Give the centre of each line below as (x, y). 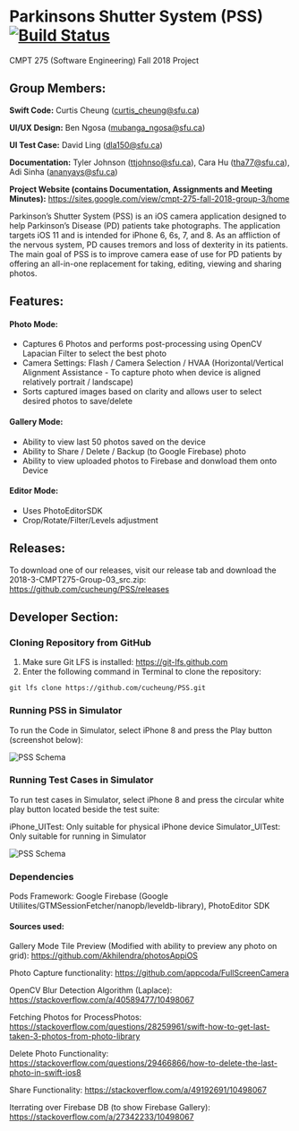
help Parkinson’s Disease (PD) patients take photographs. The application (145, 225)
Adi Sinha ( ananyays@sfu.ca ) (64, 171)
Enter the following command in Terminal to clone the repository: (141, 672)
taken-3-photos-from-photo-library (75, 1036)
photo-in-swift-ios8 (46, 1073)
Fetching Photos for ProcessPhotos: (76, 1017)
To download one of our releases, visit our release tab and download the (143, 570)
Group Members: (58, 88)
